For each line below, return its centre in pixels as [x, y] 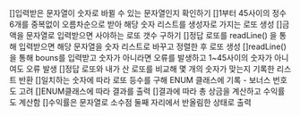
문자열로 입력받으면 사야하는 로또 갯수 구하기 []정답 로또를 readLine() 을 [151, 35]
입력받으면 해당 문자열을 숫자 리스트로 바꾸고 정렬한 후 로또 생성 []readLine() [152, 46]
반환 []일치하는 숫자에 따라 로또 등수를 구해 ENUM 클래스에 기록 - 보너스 [145, 80]
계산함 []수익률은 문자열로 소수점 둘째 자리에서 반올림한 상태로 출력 [135, 102]
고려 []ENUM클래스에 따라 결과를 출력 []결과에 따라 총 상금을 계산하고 [140, 91]
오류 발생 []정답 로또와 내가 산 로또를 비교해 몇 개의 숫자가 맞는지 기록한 [150, 69]
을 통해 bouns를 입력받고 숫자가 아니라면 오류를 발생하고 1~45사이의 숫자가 [141, 58]
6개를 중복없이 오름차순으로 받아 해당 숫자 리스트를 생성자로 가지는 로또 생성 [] [146, 24]
